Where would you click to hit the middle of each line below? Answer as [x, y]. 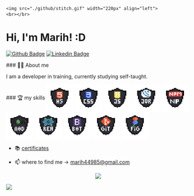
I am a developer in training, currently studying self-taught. [77, 76]
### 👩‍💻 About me [27, 65]
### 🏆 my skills [26, 98]
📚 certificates [32, 148]
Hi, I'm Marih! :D [46, 38]
